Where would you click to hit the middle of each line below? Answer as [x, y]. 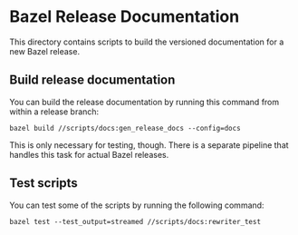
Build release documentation [92, 80]
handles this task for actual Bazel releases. [89, 154]
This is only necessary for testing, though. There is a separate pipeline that [149, 145]
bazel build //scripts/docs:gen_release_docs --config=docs [125, 128]
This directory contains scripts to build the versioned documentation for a [147, 42]
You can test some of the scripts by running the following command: [137, 205]
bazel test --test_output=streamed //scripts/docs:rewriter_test [135, 221]
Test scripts [44, 183]
